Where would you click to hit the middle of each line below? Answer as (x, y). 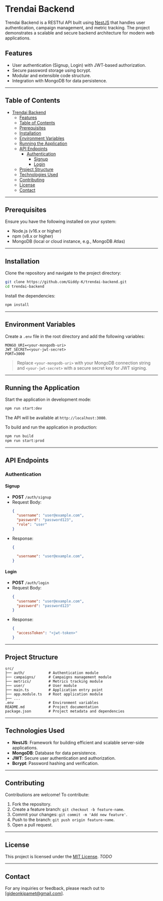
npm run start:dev (24, 409)
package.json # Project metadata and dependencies (65, 711)
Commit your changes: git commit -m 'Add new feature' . (70, 815)
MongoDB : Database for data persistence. (54, 753)
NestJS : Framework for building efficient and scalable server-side (78, 743)
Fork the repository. (32, 804)
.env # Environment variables (52, 703)
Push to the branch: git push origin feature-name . (63, 820)
